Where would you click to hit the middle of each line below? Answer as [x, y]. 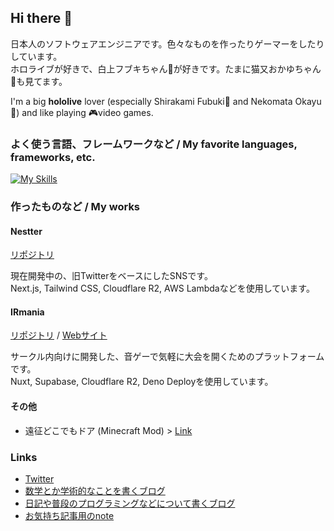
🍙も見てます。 [39, 81]
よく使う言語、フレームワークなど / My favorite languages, [154, 144]
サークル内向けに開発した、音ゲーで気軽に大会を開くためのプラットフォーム [167, 357]
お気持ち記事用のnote [69, 515]
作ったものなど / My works [75, 207]
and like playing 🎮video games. [87, 112]
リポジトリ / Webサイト [59, 335]
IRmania [27, 312]
